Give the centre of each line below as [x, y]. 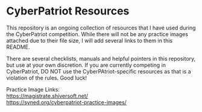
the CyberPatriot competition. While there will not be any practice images [97, 34]
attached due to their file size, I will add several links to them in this [90, 40]
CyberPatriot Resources [68, 11]
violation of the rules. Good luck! [47, 78]
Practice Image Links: [33, 89]
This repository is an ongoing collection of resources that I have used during [101, 28]
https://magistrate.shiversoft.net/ [47, 96]
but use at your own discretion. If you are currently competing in [86, 65]
